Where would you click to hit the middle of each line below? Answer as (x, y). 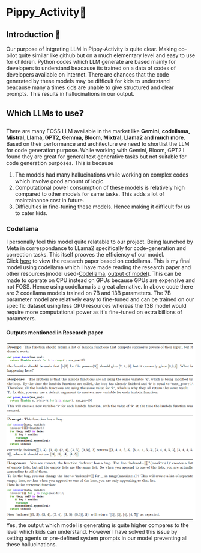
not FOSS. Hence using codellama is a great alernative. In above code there (100, 287)
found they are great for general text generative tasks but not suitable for (97, 157)
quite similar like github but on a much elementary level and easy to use (107, 55)
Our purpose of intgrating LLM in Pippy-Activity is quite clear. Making (91, 49)
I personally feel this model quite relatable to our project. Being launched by (100, 242)
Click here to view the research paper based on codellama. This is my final (98, 261)
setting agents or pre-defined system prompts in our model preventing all (97, 538)
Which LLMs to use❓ (45, 114)
